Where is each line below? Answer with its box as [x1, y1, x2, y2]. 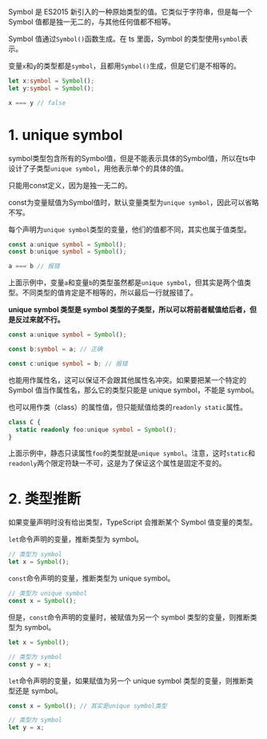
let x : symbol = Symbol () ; [8, 77, 94, 85]
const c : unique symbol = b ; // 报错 [8, 359, 128, 367]
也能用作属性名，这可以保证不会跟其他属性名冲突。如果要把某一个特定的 [8, 375, 246, 384]
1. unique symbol [8, 126, 123, 144]
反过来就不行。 [14, 315, 65, 324]
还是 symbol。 [14, 685, 62, 695]
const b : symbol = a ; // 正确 [8, 345, 103, 354]
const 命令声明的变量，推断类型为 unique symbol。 [8, 573, 175, 583]
